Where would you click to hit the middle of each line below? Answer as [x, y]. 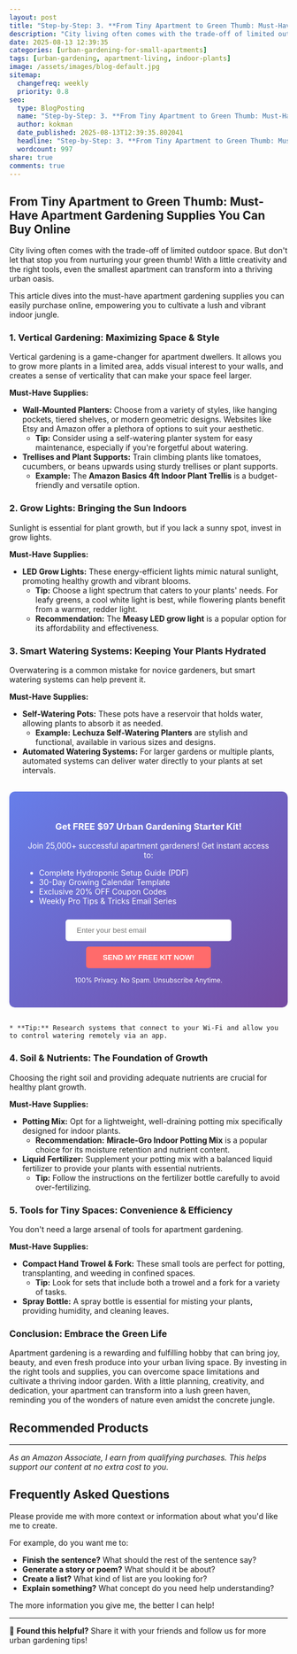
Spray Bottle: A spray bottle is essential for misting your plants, [137, 1301]
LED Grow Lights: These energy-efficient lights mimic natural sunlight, [150, 571]
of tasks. [51, 1292]
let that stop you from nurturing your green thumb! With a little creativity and [148, 260]
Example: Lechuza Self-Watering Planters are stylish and [141, 733]
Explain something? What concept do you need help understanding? [148, 1588]
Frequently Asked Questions [90, 1495]
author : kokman [45, 125]
